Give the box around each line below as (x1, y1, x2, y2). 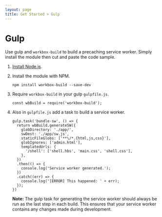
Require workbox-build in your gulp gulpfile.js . (12, 91, 109, 97)
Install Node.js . (12, 64, 42, 70)
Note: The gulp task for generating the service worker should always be (12, 196, 157, 202)
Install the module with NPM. (12, 73, 70, 79)
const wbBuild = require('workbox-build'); (12, 101, 102, 106)
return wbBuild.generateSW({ (17, 123, 76, 128)
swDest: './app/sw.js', (21, 132, 69, 137)
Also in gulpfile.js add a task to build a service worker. (12, 109, 125, 115)
